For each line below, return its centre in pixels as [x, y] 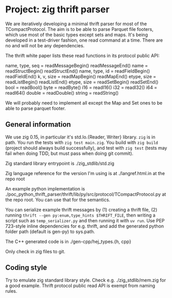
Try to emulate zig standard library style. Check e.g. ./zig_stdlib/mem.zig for [85, 280]
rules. [11, 291]
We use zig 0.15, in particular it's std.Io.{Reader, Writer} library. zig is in [80, 137]
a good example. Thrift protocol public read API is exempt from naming [80, 285]
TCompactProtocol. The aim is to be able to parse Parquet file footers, [79, 29]
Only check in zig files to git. [35, 251]
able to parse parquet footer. [35, 108]
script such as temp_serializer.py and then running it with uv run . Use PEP [85, 220]
